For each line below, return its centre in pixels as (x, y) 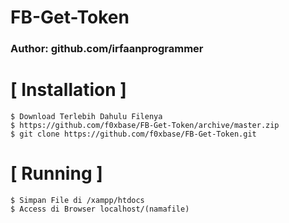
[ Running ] (56, 173)
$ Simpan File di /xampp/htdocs (77, 200)
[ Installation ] (68, 90)
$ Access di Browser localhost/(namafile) (100, 209)
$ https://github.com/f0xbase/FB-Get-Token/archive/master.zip (145, 126)
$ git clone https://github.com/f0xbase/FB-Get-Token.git (133, 134)
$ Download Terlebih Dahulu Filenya (86, 117)
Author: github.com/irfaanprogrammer (107, 49)
